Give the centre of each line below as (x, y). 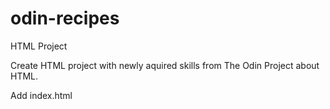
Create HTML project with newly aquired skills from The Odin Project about (165, 65)
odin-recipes (65, 18)
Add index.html (41, 95)
